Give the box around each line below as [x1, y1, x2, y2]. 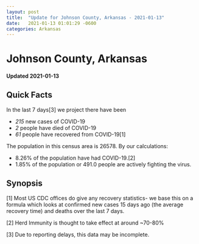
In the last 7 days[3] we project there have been [6, 106, 127, 113]
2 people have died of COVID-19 [15, 124, 97, 131]
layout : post [6, 8, 40, 15]
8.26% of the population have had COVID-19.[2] [15, 154, 136, 161]
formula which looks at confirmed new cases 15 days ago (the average [6, 201, 184, 208]
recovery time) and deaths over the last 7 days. [6, 207, 125, 214]
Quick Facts [6, 90, 53, 100]
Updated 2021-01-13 [6, 72, 60, 80]
